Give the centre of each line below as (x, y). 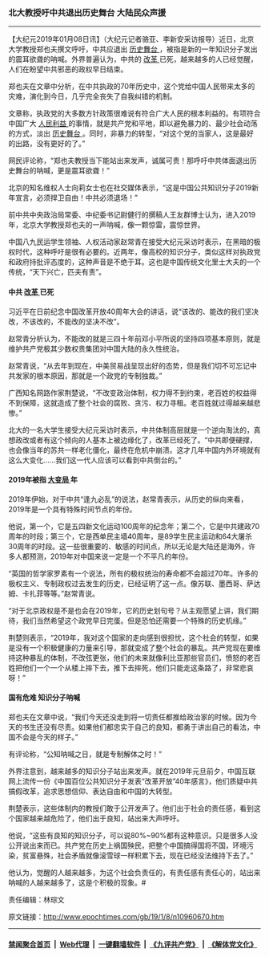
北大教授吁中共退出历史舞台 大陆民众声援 (87, 12)
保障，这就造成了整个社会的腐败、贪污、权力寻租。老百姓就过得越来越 (138, 402)
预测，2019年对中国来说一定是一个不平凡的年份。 (111, 556)
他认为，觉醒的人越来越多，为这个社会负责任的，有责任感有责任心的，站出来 (134, 872)
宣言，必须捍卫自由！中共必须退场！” (76, 198)
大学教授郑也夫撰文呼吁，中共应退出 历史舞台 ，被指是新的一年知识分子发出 (133, 49)
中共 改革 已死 (31, 291)
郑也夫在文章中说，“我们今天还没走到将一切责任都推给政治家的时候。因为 (129, 717)
